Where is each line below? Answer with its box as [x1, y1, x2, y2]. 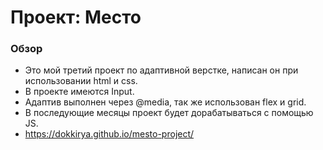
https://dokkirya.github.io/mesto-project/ [24, 128, 195, 140]
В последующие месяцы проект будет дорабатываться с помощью [24, 107, 314, 119]
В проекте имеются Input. [24, 86, 135, 98]
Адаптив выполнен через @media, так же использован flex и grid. [24, 96, 307, 108]
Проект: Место [10, 6, 142, 29]
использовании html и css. [24, 75, 138, 87]
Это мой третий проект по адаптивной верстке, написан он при [24, 64, 299, 76]
